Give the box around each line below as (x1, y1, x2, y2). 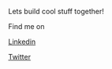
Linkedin (8, 37, 36, 46)
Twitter (8, 53, 32, 61)
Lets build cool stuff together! (8, 7, 105, 16)
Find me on (8, 22, 45, 31)
